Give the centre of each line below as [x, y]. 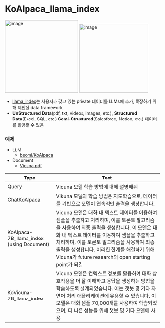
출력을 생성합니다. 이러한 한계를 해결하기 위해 [105, 250]
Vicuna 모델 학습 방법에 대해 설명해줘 [97, 187]
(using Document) [28, 244]
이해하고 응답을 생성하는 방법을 [121, 281]
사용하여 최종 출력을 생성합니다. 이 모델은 [107, 228]
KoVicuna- [20, 293]
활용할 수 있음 [31, 125]
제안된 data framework [40, 107]
